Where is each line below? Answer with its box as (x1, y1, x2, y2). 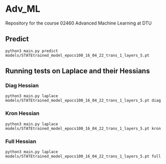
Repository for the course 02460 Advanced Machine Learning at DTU (5, 20, 152, 26)
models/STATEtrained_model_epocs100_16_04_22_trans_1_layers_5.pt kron (5, 126, 161, 131)
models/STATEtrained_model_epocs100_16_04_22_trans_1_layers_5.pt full (5, 154, 161, 159)
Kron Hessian (5, 110, 40, 117)
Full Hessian (5, 137, 37, 145)
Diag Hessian (5, 82, 39, 89)
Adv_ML (5, 3, 40, 15)
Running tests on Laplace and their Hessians (5, 67, 150, 76)
